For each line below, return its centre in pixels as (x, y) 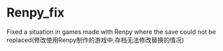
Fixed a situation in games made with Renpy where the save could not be (111, 32)
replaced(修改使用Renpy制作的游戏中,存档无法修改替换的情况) (95, 40)
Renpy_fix (36, 13)
